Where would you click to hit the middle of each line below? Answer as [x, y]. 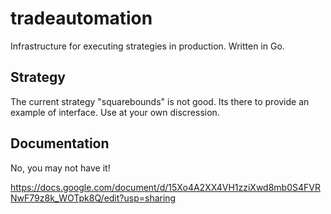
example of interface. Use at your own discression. [115, 112]
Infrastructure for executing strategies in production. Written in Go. [147, 46]
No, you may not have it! [60, 168]
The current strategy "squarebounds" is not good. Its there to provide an [160, 101]
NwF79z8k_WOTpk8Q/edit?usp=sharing [93, 198]
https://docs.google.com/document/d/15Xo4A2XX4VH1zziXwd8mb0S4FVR [165, 187]
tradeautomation [81, 18]
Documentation [60, 143]
